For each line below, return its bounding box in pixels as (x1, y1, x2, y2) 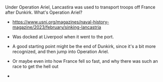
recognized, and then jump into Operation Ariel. (12, 49, 109, 54)
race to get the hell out (12, 64, 59, 69)
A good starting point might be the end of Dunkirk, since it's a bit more (12, 43, 156, 49)
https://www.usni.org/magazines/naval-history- (12, 19, 110, 25)
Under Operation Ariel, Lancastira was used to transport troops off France (5, 4, 156, 10)
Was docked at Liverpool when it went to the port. (12, 34, 114, 40)
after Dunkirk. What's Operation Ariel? (5, 9, 82, 15)
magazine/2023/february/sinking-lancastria (12, 24, 101, 30)
